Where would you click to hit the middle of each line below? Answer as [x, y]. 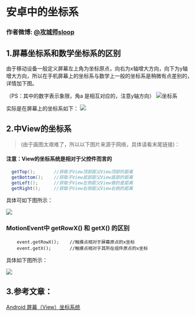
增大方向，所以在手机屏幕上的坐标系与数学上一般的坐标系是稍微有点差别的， [99, 76]
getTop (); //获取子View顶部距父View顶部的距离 [72, 172]
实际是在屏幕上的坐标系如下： [42, 108]
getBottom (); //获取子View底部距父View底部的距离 [72, 177]
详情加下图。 [22, 83]
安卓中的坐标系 [43, 12]
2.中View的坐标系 [39, 129]
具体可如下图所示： [30, 200]
